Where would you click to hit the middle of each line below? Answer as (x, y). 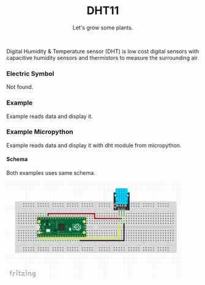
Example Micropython (40, 132)
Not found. (20, 87)
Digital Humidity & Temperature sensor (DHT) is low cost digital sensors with (103, 51)
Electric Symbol (30, 73)
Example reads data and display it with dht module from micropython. (94, 145)
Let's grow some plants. (103, 28)
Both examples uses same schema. (51, 173)
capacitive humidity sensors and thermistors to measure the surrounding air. (102, 57)
